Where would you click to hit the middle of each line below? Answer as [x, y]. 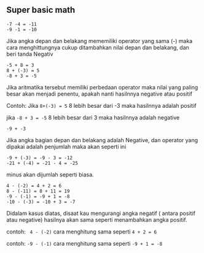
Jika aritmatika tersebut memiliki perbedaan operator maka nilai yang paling [102, 87]
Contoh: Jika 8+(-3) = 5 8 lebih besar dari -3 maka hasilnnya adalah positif [101, 105]
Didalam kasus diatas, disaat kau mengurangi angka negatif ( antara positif [101, 213]
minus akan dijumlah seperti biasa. [50, 175]
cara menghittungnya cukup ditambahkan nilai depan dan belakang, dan [98, 47]
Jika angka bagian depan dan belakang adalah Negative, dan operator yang [102, 140]
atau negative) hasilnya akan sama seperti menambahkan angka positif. [97, 219]
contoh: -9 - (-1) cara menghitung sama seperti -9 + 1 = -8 [84, 243]
